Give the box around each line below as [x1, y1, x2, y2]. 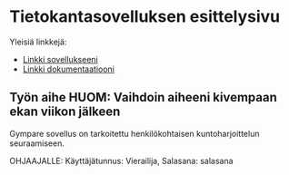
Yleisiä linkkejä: [9, 36, 67, 47]
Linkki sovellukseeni [22, 53, 98, 64]
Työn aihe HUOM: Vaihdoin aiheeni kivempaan [9, 90, 277, 105]
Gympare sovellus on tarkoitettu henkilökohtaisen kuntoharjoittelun [9, 128, 260, 139]
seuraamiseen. [9, 138, 65, 149]
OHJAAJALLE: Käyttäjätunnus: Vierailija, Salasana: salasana [9, 155, 234, 166]
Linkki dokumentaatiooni [22, 63, 115, 74]
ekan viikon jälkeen [9, 104, 121, 120]
